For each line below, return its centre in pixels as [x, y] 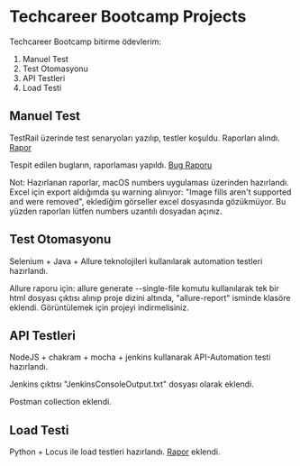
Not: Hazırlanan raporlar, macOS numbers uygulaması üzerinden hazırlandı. [150, 182]
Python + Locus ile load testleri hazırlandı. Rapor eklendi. [115, 452]
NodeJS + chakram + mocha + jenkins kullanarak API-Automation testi [140, 357]
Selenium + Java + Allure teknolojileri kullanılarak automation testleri [136, 261]
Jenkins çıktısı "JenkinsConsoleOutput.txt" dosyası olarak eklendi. [132, 384]
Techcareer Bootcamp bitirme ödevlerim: [86, 41]
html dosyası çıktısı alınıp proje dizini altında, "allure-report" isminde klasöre [150, 297]
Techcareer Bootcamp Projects [128, 17]
